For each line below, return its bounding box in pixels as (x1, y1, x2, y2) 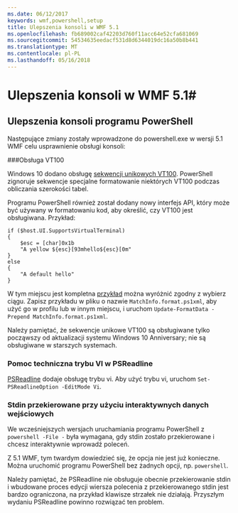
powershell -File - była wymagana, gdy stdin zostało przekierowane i (7, 433, 215, 441)
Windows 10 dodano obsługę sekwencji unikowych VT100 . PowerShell (7, 169, 213, 178)
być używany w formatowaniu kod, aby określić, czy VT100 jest (7, 205, 193, 214)
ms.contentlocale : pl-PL (7, 50, 81, 58)
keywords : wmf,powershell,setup (7, 17, 103, 24)
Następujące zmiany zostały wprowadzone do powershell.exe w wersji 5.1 (7, 134, 223, 143)
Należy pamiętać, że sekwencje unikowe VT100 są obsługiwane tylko (7, 325, 210, 334)
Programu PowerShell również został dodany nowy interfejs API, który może (7, 198, 230, 207)
